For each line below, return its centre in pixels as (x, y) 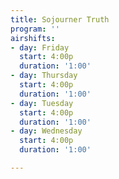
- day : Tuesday (42, 103)
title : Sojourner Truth (60, 19)
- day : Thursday (44, 76)
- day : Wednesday (46, 131)
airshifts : (33, 38)
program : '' (35, 29)
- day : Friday (40, 47)
